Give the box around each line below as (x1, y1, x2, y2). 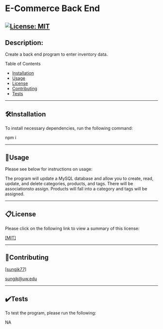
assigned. (5, 191, 25, 197)
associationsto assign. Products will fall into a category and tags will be (5, 186, 147, 192)
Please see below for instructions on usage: (5, 166, 93, 172)
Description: (5, 38, 44, 47)
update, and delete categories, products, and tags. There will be (5, 181, 133, 187)
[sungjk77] (5, 266, 27, 272)
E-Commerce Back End (5, 3, 100, 14)
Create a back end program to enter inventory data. (5, 51, 108, 57)
